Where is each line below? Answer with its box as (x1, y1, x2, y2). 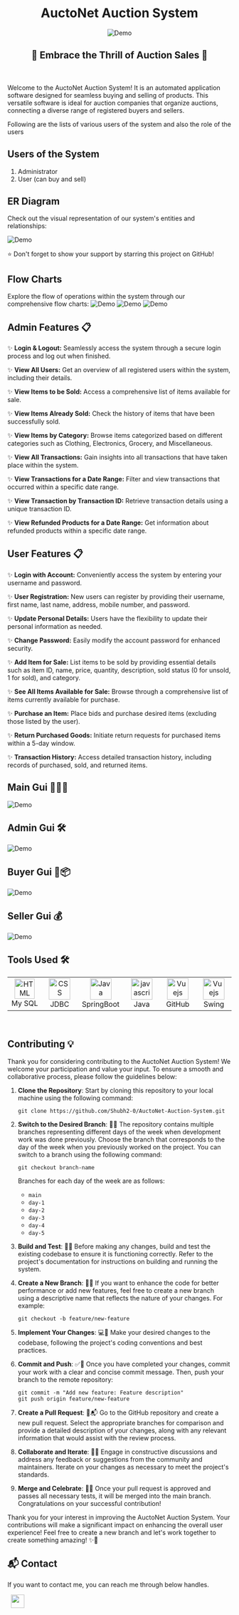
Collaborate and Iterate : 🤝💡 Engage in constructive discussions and (17, 1447, 218, 1456)
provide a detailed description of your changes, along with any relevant (17, 1426, 227, 1435)
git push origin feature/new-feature (17, 1395, 130, 1403)
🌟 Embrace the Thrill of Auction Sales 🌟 (31, 49, 208, 61)
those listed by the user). (7, 717, 80, 725)
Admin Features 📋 (7, 321, 92, 333)
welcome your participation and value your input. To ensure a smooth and (7, 1065, 224, 1073)
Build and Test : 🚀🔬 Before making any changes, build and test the (17, 1242, 211, 1251)
